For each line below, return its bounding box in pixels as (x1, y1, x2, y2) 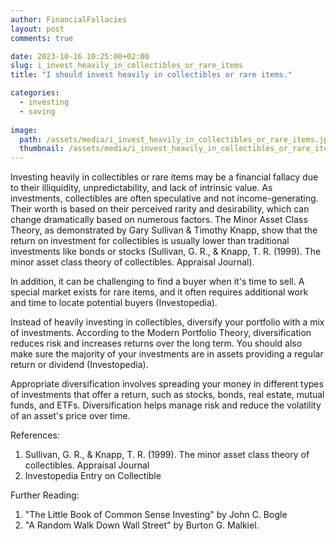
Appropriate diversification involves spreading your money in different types (10, 378, 324, 390)
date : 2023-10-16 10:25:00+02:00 (10, 51, 150, 61)
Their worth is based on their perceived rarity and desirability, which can (10, 203, 310, 215)
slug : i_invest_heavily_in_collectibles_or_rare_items (10, 61, 244, 71)
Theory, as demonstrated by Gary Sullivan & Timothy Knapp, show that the (10, 224, 318, 236)
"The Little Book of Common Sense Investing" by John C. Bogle (24, 509, 288, 521)
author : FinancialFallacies (10, 14, 128, 25)
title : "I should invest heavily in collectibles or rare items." (10, 70, 293, 80)
